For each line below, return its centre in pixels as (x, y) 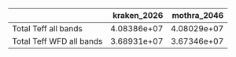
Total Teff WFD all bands (57, 41)
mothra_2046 (198, 15)
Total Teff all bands (47, 28)
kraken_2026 (138, 15)
